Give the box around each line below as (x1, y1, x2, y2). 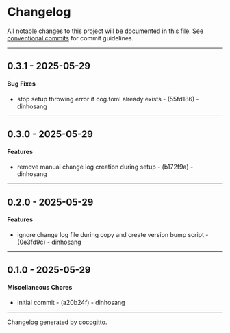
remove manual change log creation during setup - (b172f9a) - (16, 162, 194, 171)
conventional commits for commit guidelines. (7, 34, 134, 42)
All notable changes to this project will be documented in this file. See (7, 27, 204, 35)
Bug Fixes (7, 79, 36, 88)
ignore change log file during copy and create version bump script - (16, 230, 209, 238)
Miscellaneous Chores (7, 283, 73, 291)
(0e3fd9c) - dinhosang (16, 238, 81, 246)
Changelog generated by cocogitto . (7, 318, 107, 326)
